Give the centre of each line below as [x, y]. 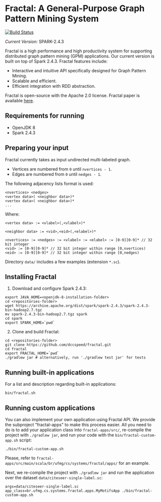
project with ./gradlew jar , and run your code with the [60, 435]
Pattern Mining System [52, 19]
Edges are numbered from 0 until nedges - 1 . [57, 174]
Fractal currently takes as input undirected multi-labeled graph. [68, 159]
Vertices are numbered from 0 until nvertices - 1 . [62, 169]
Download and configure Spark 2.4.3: [49, 288]
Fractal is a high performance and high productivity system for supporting [79, 51]
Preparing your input [37, 148]
